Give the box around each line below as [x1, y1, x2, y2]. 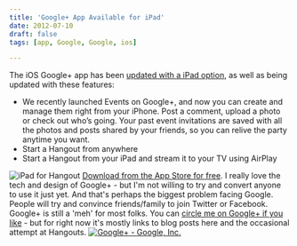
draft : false [9, 29, 58, 38]
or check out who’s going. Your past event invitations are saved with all [21, 115, 283, 126]
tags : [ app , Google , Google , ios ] [9, 37, 138, 47]
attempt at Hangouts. [9, 227, 87, 238]
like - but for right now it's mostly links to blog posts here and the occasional [9, 218, 290, 228]
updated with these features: [9, 79, 115, 90]
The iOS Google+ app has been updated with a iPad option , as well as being [9, 70, 288, 81]
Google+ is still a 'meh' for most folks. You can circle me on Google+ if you [9, 208, 284, 218]
